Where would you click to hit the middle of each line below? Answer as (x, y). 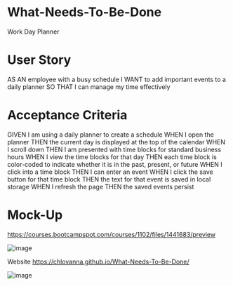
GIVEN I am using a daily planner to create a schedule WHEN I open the (111, 135)
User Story (39, 60)
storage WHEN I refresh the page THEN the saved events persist (101, 186)
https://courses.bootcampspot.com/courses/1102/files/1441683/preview (112, 234)
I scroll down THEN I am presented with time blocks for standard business (114, 149)
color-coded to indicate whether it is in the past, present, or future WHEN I (115, 164)
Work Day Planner (33, 32)
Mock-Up (35, 215)
